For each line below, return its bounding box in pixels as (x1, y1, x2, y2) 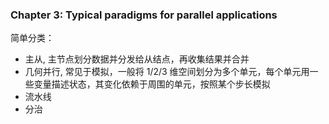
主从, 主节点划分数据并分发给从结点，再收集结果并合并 (24, 53, 250, 65)
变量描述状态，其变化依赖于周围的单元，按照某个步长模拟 (33, 78, 271, 90)
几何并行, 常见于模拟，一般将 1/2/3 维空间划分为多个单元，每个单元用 (24, 66, 310, 78)
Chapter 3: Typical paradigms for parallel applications (10, 8, 278, 22)
